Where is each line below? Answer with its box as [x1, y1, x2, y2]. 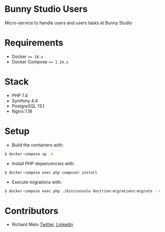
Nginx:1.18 [11, 108, 33, 114]
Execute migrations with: [11, 179, 62, 185]
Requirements [4, 37, 64, 48]
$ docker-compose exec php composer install [4, 170, 98, 175]
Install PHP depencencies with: [11, 160, 75, 166]
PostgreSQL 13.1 [11, 103, 45, 109]
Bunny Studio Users [4, 3, 88, 15]
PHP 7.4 [11, 93, 28, 98]
